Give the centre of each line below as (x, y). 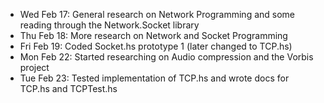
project (34, 67)
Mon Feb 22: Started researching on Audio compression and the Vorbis (166, 57)
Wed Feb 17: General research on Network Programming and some (157, 14)
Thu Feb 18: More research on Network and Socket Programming (153, 35)
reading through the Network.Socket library (109, 25)
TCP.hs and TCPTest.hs (68, 88)
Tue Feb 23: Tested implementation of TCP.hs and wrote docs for (154, 78)
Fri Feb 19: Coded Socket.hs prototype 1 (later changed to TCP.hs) (156, 46)
